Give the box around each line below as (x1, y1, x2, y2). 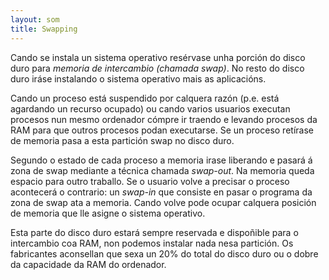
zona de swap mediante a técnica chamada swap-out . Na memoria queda (10, 164, 315, 176)
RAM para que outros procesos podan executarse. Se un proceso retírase (10, 124, 314, 136)
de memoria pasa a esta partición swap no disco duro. (10, 134, 235, 146)
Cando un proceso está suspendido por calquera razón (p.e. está (10, 92, 280, 104)
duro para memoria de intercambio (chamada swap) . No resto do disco (10, 62, 305, 74)
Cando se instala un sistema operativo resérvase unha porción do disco (10, 51, 306, 63)
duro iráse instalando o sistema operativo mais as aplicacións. (10, 72, 267, 85)
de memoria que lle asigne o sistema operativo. (10, 207, 206, 219)
